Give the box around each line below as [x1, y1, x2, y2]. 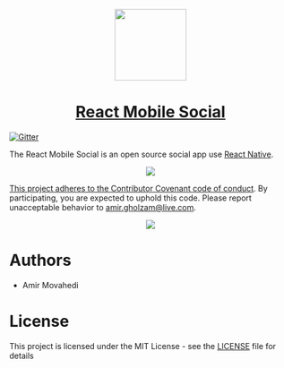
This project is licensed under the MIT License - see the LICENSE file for [9, 340, 276, 351]
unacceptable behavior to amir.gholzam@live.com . [9, 201, 197, 212]
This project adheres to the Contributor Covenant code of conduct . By [9, 183, 269, 193]
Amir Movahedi [22, 279, 79, 290]
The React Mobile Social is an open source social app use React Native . [9, 149, 274, 159]
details [9, 350, 34, 361]
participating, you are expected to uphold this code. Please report [9, 193, 253, 203]
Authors [9, 251, 72, 270]
